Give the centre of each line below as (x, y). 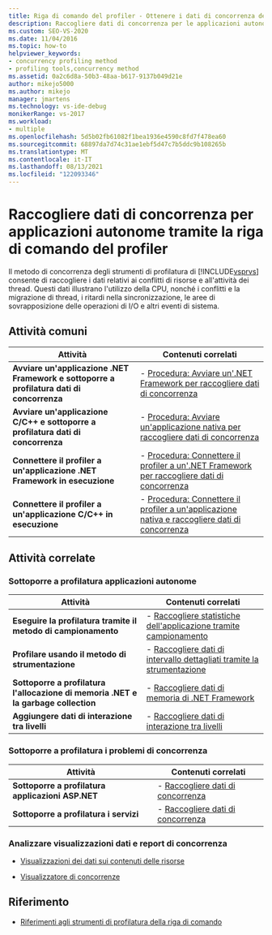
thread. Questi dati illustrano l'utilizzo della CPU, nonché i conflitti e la (124, 288)
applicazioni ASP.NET (55, 795)
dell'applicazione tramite (193, 626)
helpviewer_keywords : (45, 54)
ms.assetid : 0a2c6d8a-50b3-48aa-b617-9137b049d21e (96, 76)
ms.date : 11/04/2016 (43, 39)
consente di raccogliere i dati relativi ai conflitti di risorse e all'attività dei (129, 280)
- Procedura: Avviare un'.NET (197, 373)
